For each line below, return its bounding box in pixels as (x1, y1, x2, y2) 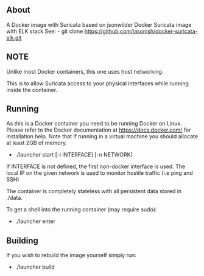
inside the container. (6, 86, 58, 93)
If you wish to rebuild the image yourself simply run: (6, 252, 137, 259)
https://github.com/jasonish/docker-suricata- (84, 27, 198, 35)
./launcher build (15, 263, 55, 271)
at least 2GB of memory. (6, 140, 68, 147)
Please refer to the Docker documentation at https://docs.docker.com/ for (6, 126, 191, 133)
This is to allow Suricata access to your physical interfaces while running (6, 79, 189, 87)
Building (6, 235, 38, 246)
